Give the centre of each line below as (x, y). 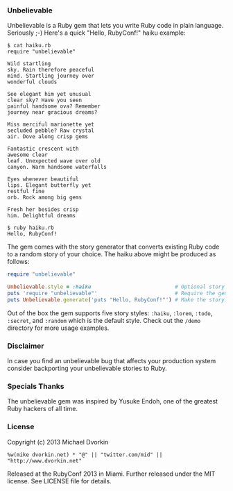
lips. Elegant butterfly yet (49, 185)
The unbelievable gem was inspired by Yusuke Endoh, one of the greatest (113, 401)
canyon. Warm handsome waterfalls (57, 167)
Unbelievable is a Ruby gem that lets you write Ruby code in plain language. (115, 26)
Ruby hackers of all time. (43, 409)
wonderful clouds (32, 82)
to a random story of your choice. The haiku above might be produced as (112, 254)
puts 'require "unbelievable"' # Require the (111, 294)
